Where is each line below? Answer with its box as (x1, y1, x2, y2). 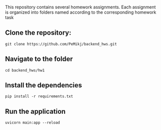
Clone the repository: (5, 29, 71, 37)
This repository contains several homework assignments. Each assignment (5, 4, 156, 10)
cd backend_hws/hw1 (5, 68, 45, 73)
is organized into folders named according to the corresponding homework (5, 9, 157, 15)
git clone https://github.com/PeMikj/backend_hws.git (5, 42, 117, 46)
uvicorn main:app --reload (5, 120, 60, 125)
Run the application (5, 107, 66, 115)
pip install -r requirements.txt (5, 94, 73, 99)
